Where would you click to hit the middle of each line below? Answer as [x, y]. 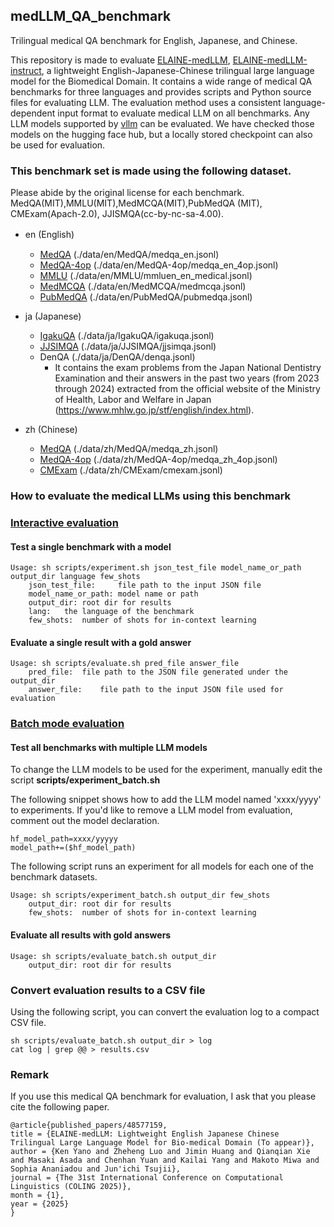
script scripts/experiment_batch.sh [85, 780]
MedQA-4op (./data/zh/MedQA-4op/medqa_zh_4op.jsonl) [158, 460]
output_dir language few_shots [75, 577]
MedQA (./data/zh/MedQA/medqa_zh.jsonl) [129, 449]
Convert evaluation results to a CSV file [108, 990]
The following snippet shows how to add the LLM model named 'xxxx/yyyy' [166, 800]
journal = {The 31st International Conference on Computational [147, 1178]
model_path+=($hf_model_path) [73, 848]
